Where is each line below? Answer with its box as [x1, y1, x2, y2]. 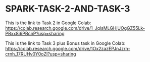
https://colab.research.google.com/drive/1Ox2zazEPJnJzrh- [5, 45, 130, 51]
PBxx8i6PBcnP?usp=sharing [5, 30, 65, 36]
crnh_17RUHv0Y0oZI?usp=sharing [5, 51, 76, 57]
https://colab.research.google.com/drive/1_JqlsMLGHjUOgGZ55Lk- [5, 25, 145, 31]
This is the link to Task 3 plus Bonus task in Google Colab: [5, 40, 126, 46]
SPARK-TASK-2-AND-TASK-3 [5, 3, 130, 15]
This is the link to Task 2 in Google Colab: [5, 20, 91, 26]
